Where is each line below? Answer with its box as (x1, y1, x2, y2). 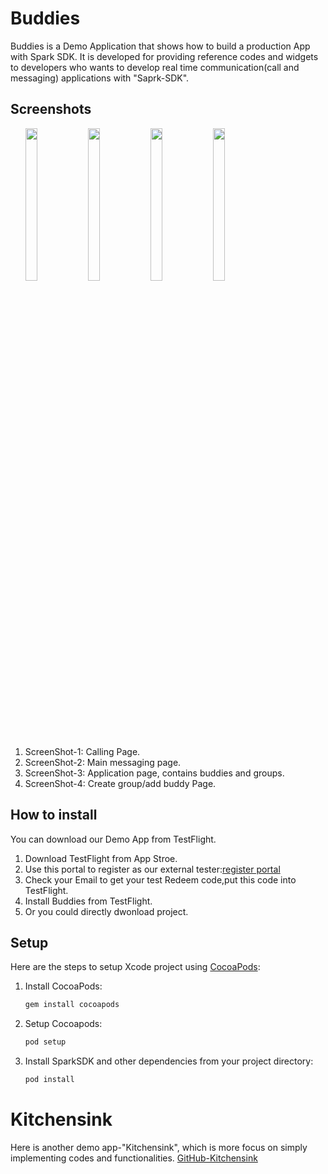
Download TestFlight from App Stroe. (24, 852, 178, 864)
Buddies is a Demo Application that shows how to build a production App (10, 40, 311, 52)
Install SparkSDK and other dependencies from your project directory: (24, 1055, 314, 1067)
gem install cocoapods (24, 1000, 120, 1010)
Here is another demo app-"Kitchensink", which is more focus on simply (10, 1141, 308, 1153)
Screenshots (10, 101, 92, 118)
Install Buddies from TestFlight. (24, 895, 153, 907)
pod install (24, 1075, 75, 1085)
